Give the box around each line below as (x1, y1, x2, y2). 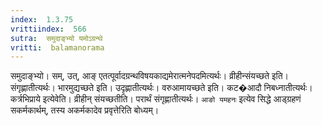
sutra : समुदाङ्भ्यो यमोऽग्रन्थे (10, 33, 103, 43)
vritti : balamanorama (10, 42, 105, 53)
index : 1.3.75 (10, 14, 74, 25)
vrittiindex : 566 (10, 24, 87, 34)
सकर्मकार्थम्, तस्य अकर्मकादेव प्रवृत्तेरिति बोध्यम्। (10, 104, 160, 116)
